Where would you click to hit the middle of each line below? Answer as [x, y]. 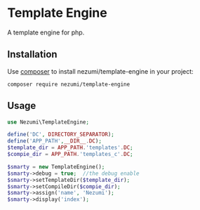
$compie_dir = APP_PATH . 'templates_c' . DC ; [70, 155]
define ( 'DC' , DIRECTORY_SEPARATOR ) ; [61, 135]
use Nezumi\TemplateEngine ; [48, 122]
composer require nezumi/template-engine [69, 84]
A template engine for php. [46, 32]
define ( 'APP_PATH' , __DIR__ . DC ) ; [54, 141]
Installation [32, 54]
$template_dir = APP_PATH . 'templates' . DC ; [70, 148]
